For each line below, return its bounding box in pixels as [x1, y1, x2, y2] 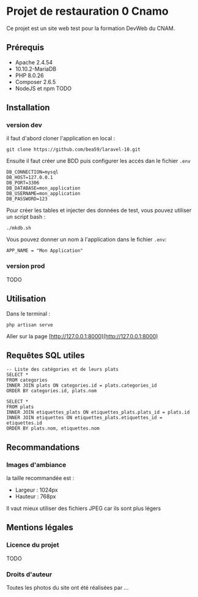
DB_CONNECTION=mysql [6, 169, 59, 175]
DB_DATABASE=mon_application [6, 185, 81, 191]
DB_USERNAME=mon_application [6, 191, 81, 197]
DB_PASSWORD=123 [6, 196, 48, 202]
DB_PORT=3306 [6, 180, 40, 186]
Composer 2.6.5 [15, 78, 56, 85]
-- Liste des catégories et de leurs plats [6, 367, 119, 373]
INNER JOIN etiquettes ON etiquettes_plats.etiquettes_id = [6, 415, 163, 421]
